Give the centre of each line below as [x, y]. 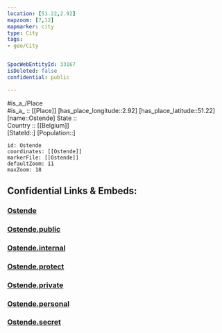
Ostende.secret [34, 322]
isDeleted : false [32, 71]
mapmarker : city [31, 26]
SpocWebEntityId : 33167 [42, 65]
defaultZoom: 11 [31, 164]
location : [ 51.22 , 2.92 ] [42, 14]
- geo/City [23, 46]
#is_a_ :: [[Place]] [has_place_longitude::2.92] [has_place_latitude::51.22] [111, 110]
